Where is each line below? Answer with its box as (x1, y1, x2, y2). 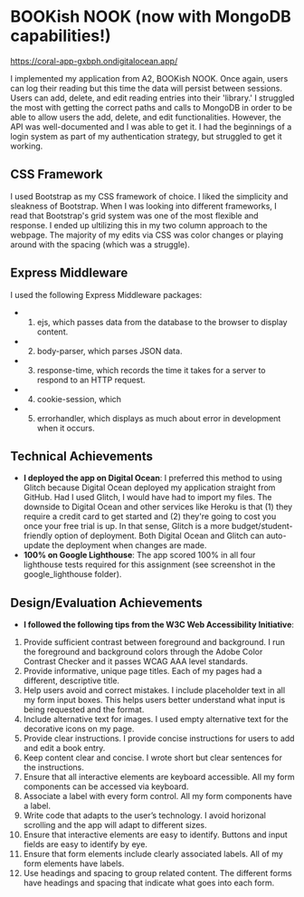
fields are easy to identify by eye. (23, 839, 148, 850)
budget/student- (231, 521, 293, 532)
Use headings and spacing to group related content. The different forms (23, 868, 292, 879)
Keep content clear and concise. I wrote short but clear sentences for (23, 752, 283, 763)
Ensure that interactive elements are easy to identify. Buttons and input (23, 829, 288, 840)
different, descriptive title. (23, 675, 120, 686)
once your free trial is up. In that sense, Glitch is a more (23, 521, 230, 532)
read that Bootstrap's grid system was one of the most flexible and (10, 210, 259, 221)
